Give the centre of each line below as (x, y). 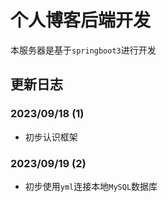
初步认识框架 (51, 137)
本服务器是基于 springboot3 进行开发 (83, 50)
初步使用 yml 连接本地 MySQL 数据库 (91, 186)
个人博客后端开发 (81, 20)
